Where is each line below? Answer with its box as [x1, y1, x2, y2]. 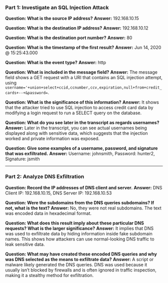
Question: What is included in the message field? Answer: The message [5, 69, 157, 75]
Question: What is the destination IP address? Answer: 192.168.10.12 [5, 25, 148, 31]
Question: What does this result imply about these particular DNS [5, 220, 144, 226]
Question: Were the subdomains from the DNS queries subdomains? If [5, 199, 154, 205]
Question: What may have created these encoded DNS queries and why [5, 251, 157, 257]
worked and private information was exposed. [5, 136, 100, 142]
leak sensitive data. [5, 241, 45, 247]
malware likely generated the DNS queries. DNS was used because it [5, 261, 147, 267]
